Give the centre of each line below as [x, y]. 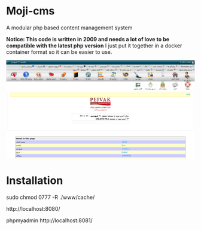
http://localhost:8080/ [33, 209]
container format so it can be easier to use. [59, 52]
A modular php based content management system [69, 28]
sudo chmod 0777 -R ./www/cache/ [51, 197]
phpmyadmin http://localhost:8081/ [49, 220]
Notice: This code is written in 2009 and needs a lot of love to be [88, 39]
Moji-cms [31, 11]
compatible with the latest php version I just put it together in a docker [94, 46]
